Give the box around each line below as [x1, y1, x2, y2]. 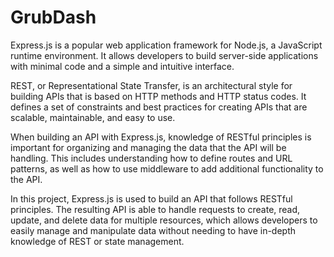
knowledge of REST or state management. [10, 235, 185, 247]
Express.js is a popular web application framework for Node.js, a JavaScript [10, 39, 323, 51]
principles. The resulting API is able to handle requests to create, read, [10, 203, 301, 215]
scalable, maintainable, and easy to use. [10, 111, 176, 123]
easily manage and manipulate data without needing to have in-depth [10, 224, 297, 236]
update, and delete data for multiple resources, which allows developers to [10, 214, 318, 226]
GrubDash [10, 6, 97, 29]
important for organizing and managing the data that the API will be [10, 141, 287, 153]
